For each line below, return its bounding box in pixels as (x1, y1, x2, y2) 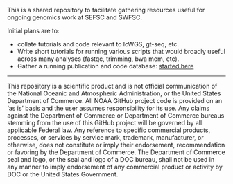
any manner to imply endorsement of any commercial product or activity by (7, 163, 223, 171)
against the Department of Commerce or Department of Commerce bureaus (7, 111, 225, 120)
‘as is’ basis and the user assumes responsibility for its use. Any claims (7, 104, 210, 112)
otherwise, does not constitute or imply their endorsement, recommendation (7, 141, 225, 149)
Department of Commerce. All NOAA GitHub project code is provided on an (7, 97, 223, 104)
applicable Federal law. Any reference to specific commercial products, (7, 126, 211, 134)
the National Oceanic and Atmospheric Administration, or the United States (7, 89, 221, 98)
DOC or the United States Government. (7, 170, 119, 178)
